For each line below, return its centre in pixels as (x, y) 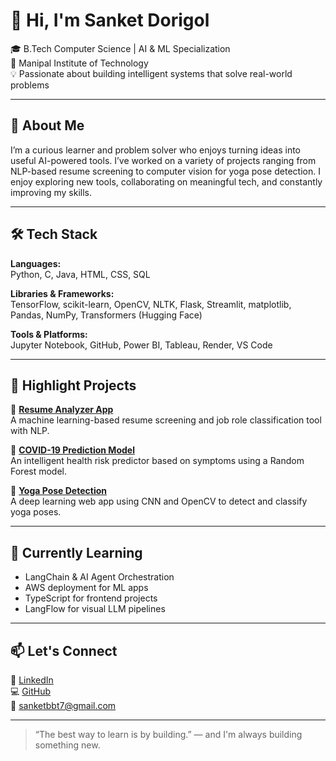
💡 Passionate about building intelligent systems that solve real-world (151, 73)
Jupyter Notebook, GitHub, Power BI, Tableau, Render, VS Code (141, 345)
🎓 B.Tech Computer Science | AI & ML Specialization (120, 48)
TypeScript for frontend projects (91, 598)
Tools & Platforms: (49, 334)
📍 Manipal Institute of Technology (79, 63)
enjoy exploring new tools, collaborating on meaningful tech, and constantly (166, 181)
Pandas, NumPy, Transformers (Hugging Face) (106, 315)
